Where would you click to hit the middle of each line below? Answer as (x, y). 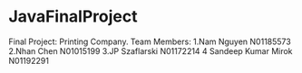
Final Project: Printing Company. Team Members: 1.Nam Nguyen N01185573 (150, 41)
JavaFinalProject (73, 17)
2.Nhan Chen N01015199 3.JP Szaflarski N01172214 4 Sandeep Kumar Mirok (151, 50)
